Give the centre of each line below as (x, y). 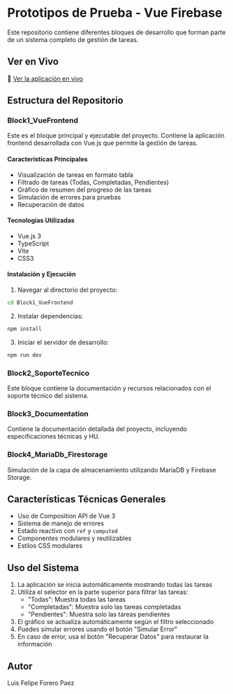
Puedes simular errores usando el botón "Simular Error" (97, 629)
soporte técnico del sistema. (48, 395)
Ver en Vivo (33, 62)
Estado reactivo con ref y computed (68, 531)
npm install (24, 329)
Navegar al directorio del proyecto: (67, 290)
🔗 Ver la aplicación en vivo (45, 78)
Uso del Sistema (43, 568)
